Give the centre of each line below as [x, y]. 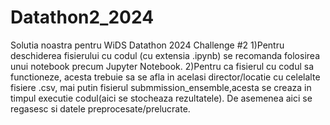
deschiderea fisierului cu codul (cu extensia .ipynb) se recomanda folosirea [165, 55]
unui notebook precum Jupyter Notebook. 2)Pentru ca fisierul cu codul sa [162, 66]
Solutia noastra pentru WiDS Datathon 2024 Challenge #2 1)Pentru [147, 45]
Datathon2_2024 [82, 17]
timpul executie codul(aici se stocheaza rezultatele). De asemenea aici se [161, 98]
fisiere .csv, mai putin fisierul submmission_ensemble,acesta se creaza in [161, 87]
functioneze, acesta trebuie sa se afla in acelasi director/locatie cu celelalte [165, 77]
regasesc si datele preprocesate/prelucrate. [100, 108]
